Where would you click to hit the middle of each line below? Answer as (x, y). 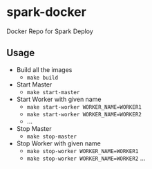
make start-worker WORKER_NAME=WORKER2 (84, 114)
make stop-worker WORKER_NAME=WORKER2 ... (86, 158)
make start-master (53, 92)
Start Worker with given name (59, 99)
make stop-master (52, 136)
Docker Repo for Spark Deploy (50, 31)
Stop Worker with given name (58, 143)
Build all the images (44, 69)
